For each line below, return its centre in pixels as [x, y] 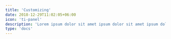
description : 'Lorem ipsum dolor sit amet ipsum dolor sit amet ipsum [82, 24]
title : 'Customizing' [28, 10]
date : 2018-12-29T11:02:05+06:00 [41, 15]
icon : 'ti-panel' [24, 19]
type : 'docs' [19, 29]
